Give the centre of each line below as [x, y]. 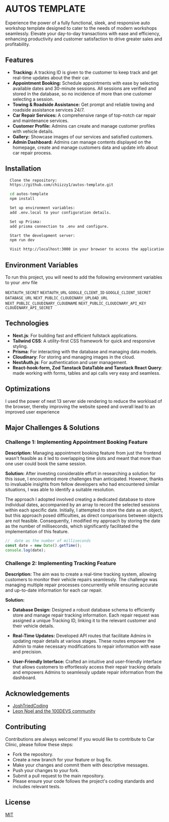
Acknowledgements [37, 693]
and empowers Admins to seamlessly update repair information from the [88, 673]
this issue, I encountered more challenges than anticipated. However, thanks [84, 479]
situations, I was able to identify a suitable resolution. [60, 490]
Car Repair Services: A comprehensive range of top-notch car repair [84, 115]
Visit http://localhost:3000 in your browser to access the [74, 249]
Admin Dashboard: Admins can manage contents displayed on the [82, 142]
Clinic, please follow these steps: [39, 744]
